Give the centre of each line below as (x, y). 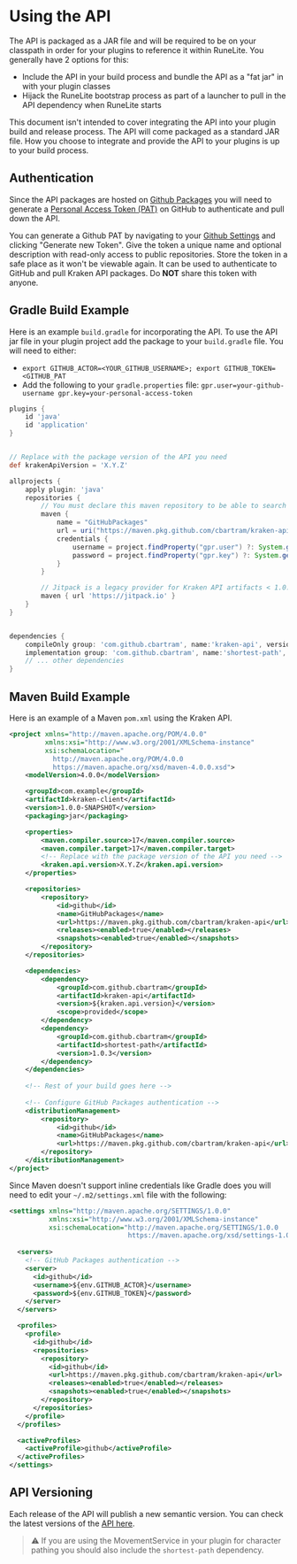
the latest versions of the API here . (72, 1523)
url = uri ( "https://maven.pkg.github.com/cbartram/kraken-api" (175, 531)
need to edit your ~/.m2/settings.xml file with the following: (118, 1194)
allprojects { (35, 481)
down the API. (34, 218)
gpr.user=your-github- (243, 385)
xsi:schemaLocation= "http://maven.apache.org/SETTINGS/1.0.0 (163, 1228)
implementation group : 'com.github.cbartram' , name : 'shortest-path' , (156, 652)
